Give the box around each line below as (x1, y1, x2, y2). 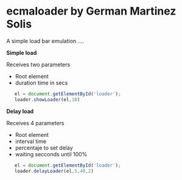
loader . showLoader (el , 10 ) (14, 96, 80, 103)
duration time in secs (15, 79, 68, 86)
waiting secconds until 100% (15, 150, 88, 157)
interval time (15, 137, 47, 145)
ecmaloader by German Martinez (6, 4, 177, 18)
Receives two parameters (6, 61, 71, 68)
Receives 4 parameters (6, 119, 65, 126)
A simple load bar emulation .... (6, 37, 84, 44)
